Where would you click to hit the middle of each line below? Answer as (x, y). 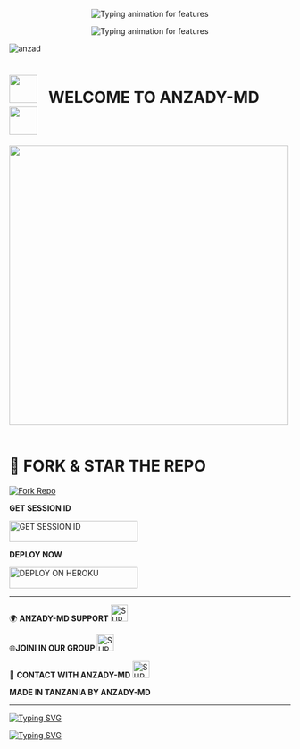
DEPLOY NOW (36, 555)
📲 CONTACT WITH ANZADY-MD (70, 675)
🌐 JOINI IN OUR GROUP (52, 648)
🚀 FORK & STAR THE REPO (108, 466)
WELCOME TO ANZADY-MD (154, 98)
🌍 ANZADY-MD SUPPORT (59, 618)
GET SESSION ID (40, 508)
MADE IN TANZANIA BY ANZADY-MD (80, 693)
